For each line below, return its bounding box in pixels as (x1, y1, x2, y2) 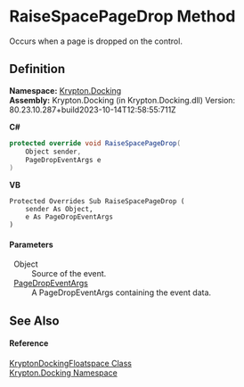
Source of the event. (31, 268, 107, 279)
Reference (9, 338, 49, 349)
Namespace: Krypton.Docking (9, 85, 122, 95)
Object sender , (25, 147, 82, 156)
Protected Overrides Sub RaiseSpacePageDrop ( (9, 197, 185, 206)
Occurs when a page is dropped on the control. (9, 36, 183, 46)
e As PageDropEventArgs (25, 212, 114, 222)
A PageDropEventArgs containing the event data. (31, 287, 212, 298)
